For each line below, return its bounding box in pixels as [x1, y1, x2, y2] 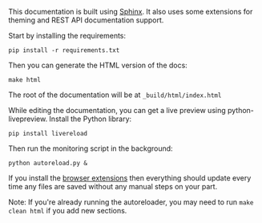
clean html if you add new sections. [8, 206, 127, 215]
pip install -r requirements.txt [8, 47, 120, 55]
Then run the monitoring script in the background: [8, 144, 174, 153]
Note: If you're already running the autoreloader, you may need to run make [8, 197, 254, 207]
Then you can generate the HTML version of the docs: [8, 60, 188, 70]
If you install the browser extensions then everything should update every [8, 173, 252, 183]
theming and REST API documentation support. [8, 15, 164, 25]
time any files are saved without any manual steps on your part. [8, 182, 218, 191]
